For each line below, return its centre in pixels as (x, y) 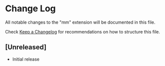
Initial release (26, 59)
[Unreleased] (26, 47)
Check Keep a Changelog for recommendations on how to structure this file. (83, 32)
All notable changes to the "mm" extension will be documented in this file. (80, 22)
